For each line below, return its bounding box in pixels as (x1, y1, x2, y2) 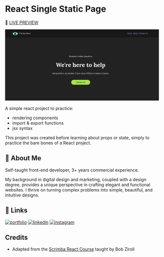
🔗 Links (5, 206, 28, 214)
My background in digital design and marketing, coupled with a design (5, 176, 146, 182)
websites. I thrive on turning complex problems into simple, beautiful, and (5, 187, 153, 193)
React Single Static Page (5, 3, 106, 15)
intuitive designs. (5, 192, 40, 198)
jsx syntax (12, 125, 33, 131)
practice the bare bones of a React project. (5, 140, 92, 146)
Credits (5, 233, 28, 241)
